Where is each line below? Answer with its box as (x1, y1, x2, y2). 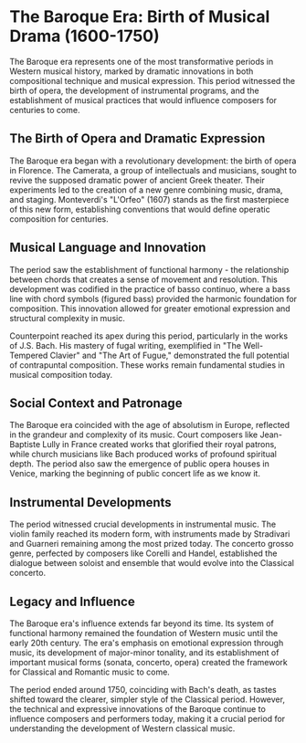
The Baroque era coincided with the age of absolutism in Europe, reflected (9, 420, 290, 431)
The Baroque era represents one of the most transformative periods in (9, 56, 274, 67)
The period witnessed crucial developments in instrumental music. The (9, 518, 277, 530)
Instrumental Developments (9, 495, 172, 510)
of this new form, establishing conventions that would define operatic (9, 204, 271, 215)
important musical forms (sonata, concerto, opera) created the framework (9, 657, 288, 667)
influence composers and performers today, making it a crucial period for (9, 714, 286, 724)
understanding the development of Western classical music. (9, 723, 236, 734)
